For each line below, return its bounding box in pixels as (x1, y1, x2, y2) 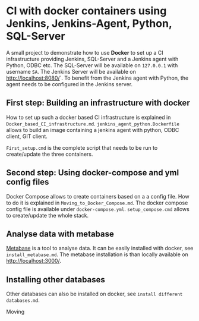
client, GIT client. (6, 133, 48, 140)
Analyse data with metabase (6, 229, 115, 239)
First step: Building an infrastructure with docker (6, 98, 190, 108)
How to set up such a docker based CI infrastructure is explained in (6, 114, 171, 121)
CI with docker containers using (6, 4, 167, 18)
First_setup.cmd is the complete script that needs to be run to (6, 144, 158, 151)
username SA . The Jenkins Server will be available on (6, 68, 137, 75)
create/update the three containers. (6, 150, 93, 158)
